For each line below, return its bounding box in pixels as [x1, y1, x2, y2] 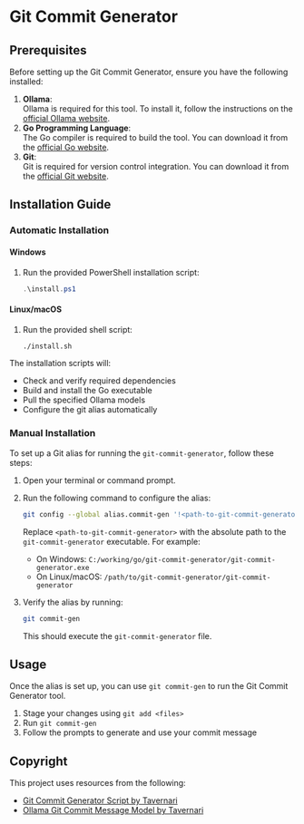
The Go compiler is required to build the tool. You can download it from [22, 132, 289, 142]
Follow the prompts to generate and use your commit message [22, 727, 257, 738]
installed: [9, 76, 44, 87]
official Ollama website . [22, 113, 111, 123]
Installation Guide [9, 197, 112, 212]
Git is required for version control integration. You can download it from [22, 161, 289, 171]
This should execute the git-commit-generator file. [22, 630, 212, 641]
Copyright [9, 753, 68, 769]
